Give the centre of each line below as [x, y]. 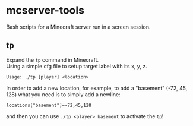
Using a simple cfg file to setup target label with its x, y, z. [77, 66]
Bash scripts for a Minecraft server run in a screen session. [78, 27]
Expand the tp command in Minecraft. [53, 59]
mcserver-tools [45, 10]
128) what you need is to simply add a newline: [63, 94]
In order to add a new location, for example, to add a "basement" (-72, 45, [97, 88]
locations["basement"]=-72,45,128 [49, 105]
